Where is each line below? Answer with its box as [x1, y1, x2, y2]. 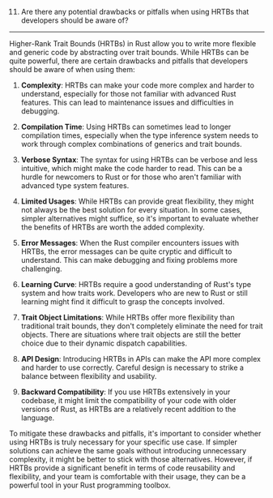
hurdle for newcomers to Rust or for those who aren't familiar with [20, 172, 241, 182]
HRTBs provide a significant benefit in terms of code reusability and [9, 463, 236, 473]
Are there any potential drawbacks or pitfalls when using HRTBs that [20, 7, 250, 16]
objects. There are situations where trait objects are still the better [20, 330, 241, 339]
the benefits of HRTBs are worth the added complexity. [20, 222, 205, 232]
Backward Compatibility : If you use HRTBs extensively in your [20, 387, 231, 397]
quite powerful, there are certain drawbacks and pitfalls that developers [9, 56, 249, 66]
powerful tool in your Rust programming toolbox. [9, 480, 171, 490]
